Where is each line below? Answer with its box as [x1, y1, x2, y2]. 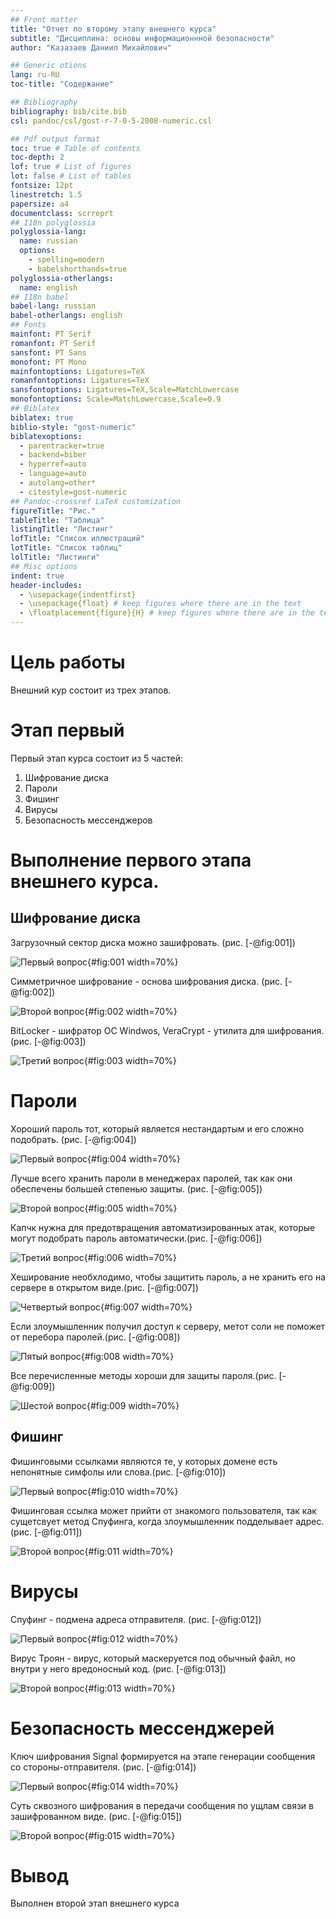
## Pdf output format [10, 134, 101, 144]
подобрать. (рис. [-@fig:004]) [10, 1133, 137, 1145]
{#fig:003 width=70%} [83, 1054, 177, 1066]
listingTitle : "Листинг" [10, 524, 114, 535]
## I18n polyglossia [10, 217, 97, 228]
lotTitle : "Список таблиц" [10, 543, 123, 553]
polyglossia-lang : [10, 227, 87, 237]
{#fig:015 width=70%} [84, 1829, 176, 1841]
